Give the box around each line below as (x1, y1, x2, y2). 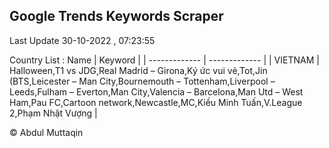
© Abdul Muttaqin (9, 126, 84, 138)
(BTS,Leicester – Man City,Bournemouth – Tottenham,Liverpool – (9, 75, 276, 87)
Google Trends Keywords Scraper (9, 8, 224, 25)
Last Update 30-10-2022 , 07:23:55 (9, 34, 156, 46)
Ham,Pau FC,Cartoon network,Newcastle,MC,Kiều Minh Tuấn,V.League (9, 96, 303, 108)
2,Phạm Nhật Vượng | (9, 107, 98, 119)
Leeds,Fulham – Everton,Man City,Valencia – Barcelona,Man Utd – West (9, 85, 304, 98)
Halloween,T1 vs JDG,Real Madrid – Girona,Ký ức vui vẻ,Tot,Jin (9, 64, 268, 76)
